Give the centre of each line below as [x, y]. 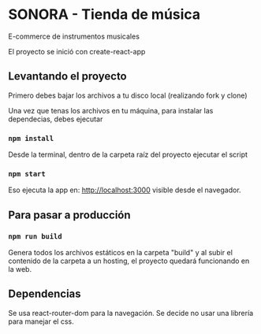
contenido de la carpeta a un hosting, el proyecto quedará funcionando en [129, 261]
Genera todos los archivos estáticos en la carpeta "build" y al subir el [120, 253]
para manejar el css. [41, 321]
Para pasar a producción [70, 215]
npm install [31, 138]
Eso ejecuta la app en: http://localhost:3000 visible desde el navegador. [125, 190]
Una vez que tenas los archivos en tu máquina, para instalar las [111, 110]
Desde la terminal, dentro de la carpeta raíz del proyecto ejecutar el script [128, 154]
